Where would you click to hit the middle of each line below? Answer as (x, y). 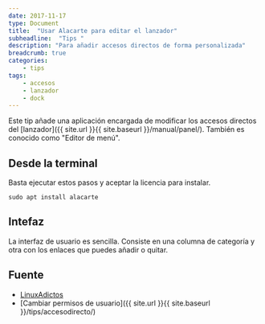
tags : (17, 76)
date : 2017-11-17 (37, 16)
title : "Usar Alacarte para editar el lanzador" (93, 31)
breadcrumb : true (37, 53)
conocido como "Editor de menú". (64, 138)
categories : (28, 61)
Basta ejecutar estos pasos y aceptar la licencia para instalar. (110, 183)
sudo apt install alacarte (53, 198)
